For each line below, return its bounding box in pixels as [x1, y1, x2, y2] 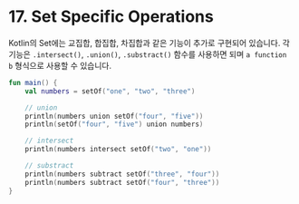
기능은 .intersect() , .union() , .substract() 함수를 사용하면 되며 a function [8, 48, 287, 60]
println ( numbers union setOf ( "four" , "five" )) [24, 112, 204, 121]
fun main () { [8, 78, 58, 87]
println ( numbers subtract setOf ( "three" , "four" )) [24, 170, 220, 179]
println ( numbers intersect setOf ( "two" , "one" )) [24, 145, 212, 154]
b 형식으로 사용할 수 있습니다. [8, 60, 112, 71]
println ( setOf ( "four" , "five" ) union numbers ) [24, 120, 204, 129]
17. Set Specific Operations [8, 6, 214, 27]
